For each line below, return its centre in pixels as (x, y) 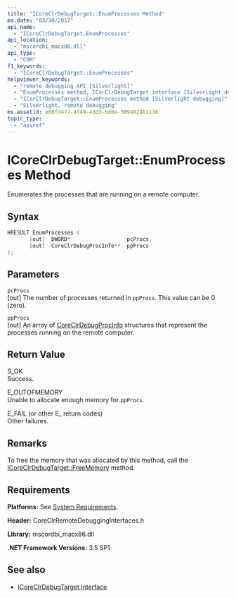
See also (26, 570)
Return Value (36, 354)
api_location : (28, 40)
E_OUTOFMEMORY (35, 392)
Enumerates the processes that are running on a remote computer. (104, 194)
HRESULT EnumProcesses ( (44, 233)
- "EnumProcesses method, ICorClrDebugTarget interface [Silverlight (117, 92)
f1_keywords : (26, 66)
